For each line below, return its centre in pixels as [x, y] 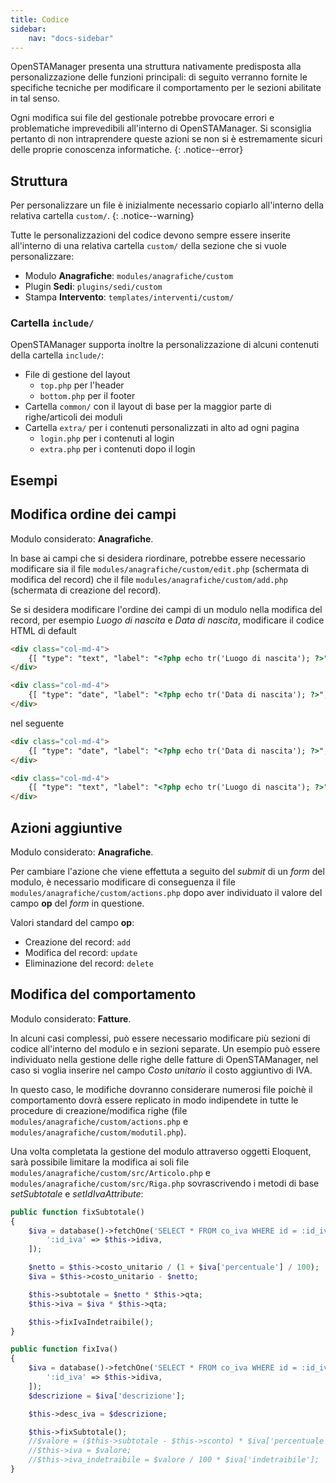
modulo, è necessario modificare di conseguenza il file [123, 882]
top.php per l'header [82, 385]
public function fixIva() [64, 1349]
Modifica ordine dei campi [93, 514]
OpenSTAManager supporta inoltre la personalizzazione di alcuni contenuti [165, 345]
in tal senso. [35, 98]
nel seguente [37, 723]
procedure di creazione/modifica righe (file [99, 1110]
